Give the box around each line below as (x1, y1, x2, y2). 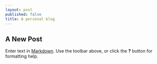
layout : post (5, 7, 33, 12)
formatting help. (5, 53, 39, 60)
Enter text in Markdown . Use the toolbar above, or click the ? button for (5, 48, 152, 54)
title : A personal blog (5, 16, 55, 21)
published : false (5, 12, 42, 17)
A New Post (5, 35, 43, 43)
